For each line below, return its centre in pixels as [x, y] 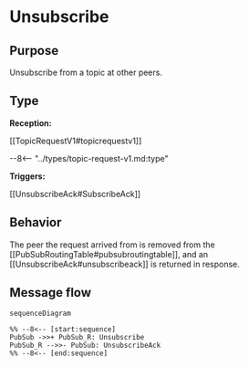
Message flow [51, 293]
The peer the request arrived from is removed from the [113, 245]
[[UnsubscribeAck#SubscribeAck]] [75, 194]
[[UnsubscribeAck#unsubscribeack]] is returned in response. [124, 264]
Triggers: [27, 176]
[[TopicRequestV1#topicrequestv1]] [76, 141]
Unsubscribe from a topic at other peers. [86, 72]
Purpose [34, 51]
